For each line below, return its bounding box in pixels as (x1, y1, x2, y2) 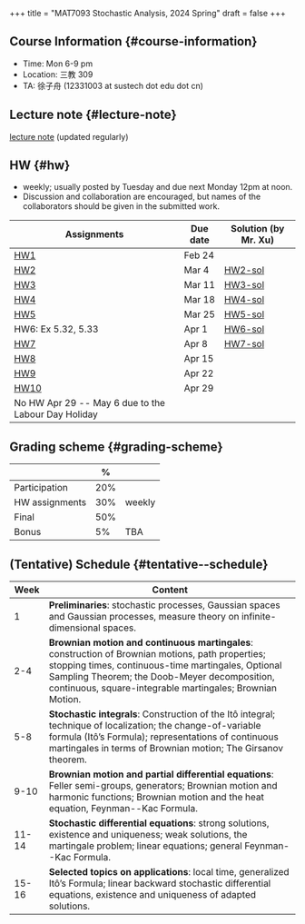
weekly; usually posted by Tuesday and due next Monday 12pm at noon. (22, 182, 293, 193)
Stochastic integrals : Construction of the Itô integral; (48, 708, 275, 720)
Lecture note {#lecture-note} (9, 107, 177, 123)
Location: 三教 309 (22, 68, 93, 80)
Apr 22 (183, 367, 214, 380)
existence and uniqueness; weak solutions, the (48, 829, 248, 841)
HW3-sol (223, 279, 265, 292)
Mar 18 (183, 293, 216, 306)
